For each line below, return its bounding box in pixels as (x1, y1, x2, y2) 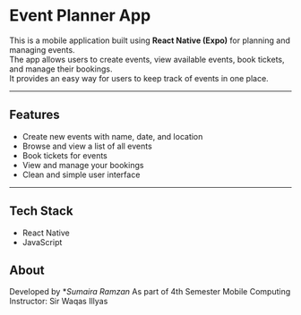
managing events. (9, 44, 75, 55)
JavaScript (21, 236, 63, 247)
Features (9, 107, 60, 123)
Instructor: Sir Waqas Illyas (9, 296, 108, 307)
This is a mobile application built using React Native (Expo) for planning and (9, 35, 291, 46)
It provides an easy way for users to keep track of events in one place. (9, 72, 269, 83)
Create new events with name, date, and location (21, 131, 203, 141)
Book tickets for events (21, 149, 107, 161)
